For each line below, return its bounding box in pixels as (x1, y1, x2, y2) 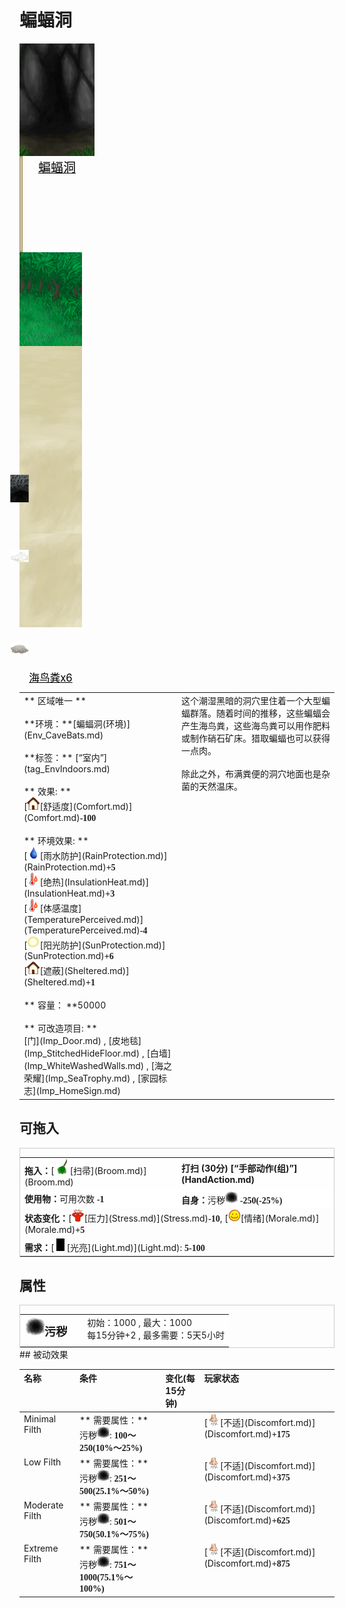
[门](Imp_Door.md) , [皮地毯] (23, 1035, 142, 1047)
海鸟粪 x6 (28, 671, 73, 685)
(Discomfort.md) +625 (203, 1514, 291, 1526)
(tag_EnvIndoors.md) (23, 762, 111, 775)
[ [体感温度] (23, 902, 82, 914)
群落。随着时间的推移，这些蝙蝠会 (189, 707, 331, 719)
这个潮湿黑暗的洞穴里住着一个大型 (181, 694, 322, 706)
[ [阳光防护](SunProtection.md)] (23, 939, 166, 951)
